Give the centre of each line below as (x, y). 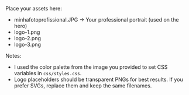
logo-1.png (27, 32)
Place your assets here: (34, 8)
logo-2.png (28, 38)
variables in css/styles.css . (48, 73)
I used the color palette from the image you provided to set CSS (91, 67)
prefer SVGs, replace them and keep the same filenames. (83, 86)
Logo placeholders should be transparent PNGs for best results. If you (98, 79)
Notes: (13, 56)
